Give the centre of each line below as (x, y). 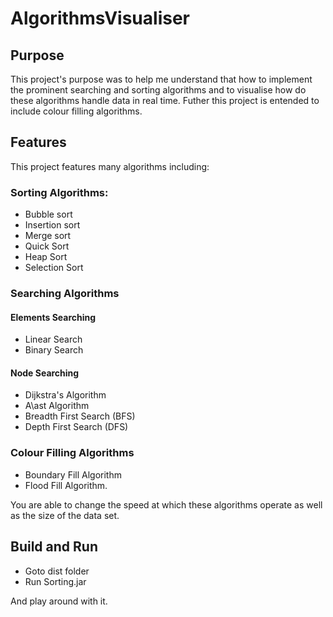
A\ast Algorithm (57, 406)
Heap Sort (46, 257)
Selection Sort (54, 268)
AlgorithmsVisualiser (100, 18)
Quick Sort (47, 246)
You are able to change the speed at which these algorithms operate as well (166, 504)
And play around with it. (59, 601)
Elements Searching (53, 317)
